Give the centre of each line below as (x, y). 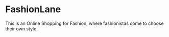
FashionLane (33, 9)
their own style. (22, 28)
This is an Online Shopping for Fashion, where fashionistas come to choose (85, 23)
